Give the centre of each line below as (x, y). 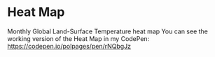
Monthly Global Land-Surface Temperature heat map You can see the (108, 31)
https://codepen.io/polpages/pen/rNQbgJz (69, 46)
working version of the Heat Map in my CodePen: (78, 38)
